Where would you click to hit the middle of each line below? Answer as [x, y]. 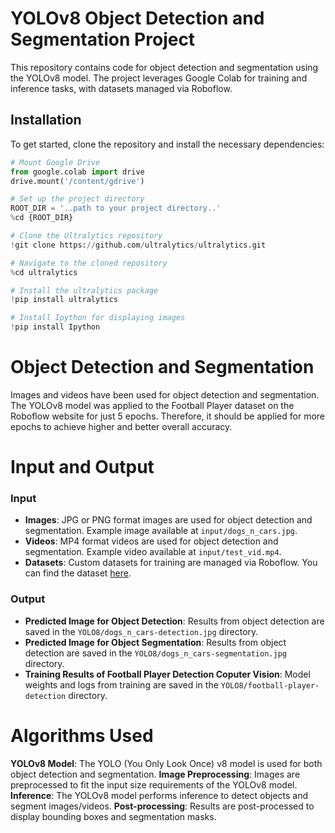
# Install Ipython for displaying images [98, 318]
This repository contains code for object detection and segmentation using [164, 67]
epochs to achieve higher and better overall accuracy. [121, 426]
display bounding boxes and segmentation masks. [113, 816]
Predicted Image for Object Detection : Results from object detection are [174, 621]
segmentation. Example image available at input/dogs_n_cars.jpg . [161, 531]
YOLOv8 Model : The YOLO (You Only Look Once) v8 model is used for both [166, 763]
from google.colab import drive [77, 172]
